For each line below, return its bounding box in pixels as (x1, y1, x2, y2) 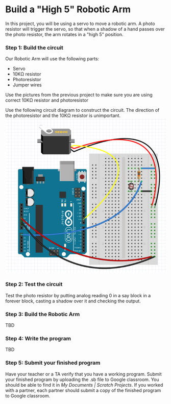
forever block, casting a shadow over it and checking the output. (5, 298, 141, 304)
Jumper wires (12, 82, 42, 88)
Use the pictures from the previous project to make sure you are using (5, 92, 153, 98)
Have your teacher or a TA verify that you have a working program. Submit (5, 371, 162, 377)
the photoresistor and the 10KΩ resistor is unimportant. (5, 112, 121, 118)
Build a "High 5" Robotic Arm (5, 4, 131, 15)
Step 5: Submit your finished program (5, 359, 101, 366)
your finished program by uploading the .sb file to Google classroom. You (5, 376, 159, 383)
